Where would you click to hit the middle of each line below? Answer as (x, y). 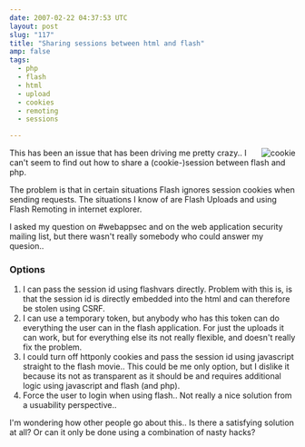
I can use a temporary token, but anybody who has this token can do (151, 318)
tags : (20, 60)
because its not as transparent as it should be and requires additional (152, 376)
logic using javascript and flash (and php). (101, 386)
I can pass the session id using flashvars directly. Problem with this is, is (157, 289)
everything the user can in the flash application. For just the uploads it (153, 328)
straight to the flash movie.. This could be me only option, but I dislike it (156, 367)
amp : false (30, 52)
